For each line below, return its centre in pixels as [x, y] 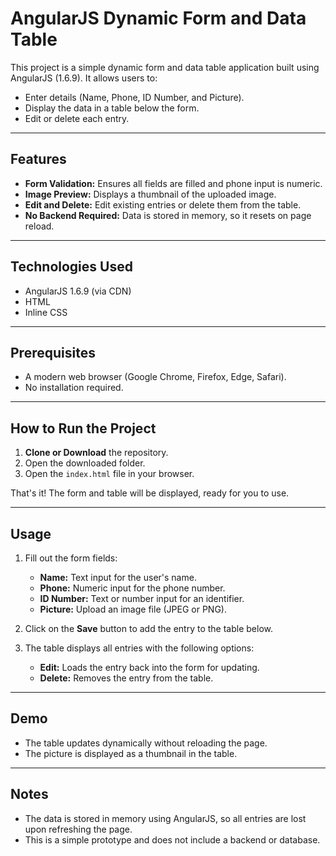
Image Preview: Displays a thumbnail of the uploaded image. [150, 194]
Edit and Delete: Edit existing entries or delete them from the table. [163, 204]
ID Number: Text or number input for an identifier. [142, 598]
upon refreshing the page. [78, 829]
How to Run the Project [83, 428]
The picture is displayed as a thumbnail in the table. [131, 753]
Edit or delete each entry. [77, 118]
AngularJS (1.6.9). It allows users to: [84, 78]
